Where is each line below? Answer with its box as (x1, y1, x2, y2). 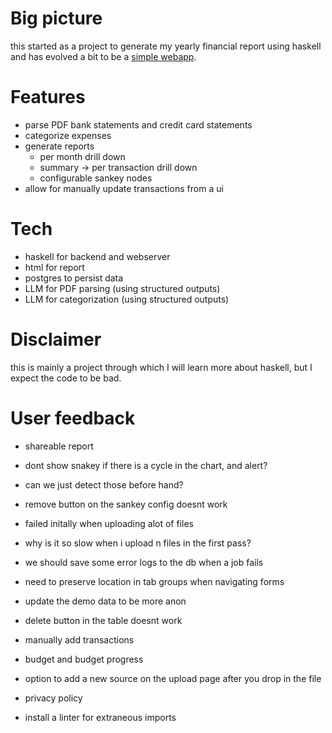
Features (10, 86, 86, 109)
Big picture (10, 7, 103, 30)
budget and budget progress (24, 653, 144, 665)
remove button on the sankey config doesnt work (24, 498, 228, 510)
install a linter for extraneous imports (24, 711, 177, 723)
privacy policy (24, 692, 83, 704)
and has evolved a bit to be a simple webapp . (10, 50, 197, 62)
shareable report (24, 440, 94, 452)
